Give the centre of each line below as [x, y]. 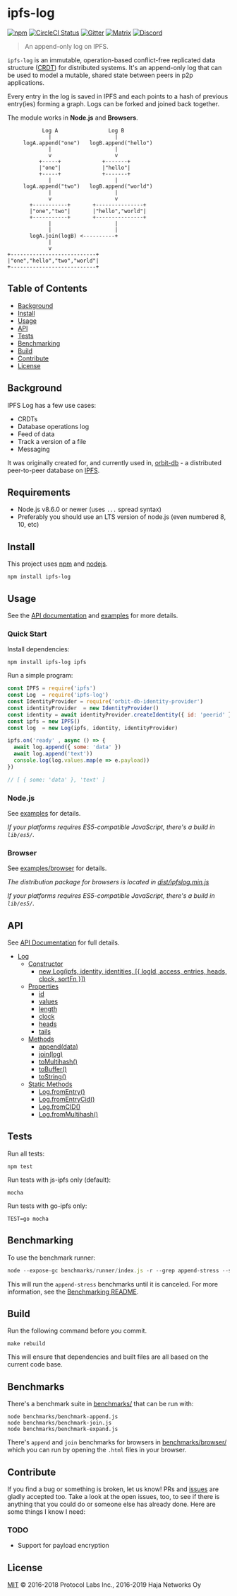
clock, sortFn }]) [62, 979]
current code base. [35, 1364]
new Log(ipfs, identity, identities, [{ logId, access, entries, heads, [133, 971]
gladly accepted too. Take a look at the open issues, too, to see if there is [114, 1497]
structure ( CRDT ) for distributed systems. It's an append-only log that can [115, 67]
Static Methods [50, 1084]
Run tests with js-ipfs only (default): [59, 1180]
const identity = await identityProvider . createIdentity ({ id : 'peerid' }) [121, 714]
